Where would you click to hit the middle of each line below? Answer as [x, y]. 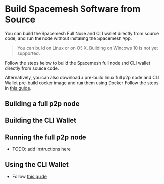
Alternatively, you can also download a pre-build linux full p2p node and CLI [82, 77]
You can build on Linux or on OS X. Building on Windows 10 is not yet [87, 48]
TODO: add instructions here [41, 149]
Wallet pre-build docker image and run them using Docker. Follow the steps [82, 83]
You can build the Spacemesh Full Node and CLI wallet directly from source [82, 33]
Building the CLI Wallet [41, 120]
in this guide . [18, 88]
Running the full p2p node [46, 137]
